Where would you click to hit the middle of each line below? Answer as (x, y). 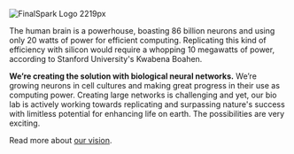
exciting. (25, 123)
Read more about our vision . (61, 140)
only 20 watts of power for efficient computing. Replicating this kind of (138, 40)
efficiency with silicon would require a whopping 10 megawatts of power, (142, 50)
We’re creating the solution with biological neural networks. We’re (133, 76)
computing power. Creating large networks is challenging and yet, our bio (143, 95)
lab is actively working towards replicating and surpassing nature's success (147, 104)
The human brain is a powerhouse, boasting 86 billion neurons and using (142, 31)
